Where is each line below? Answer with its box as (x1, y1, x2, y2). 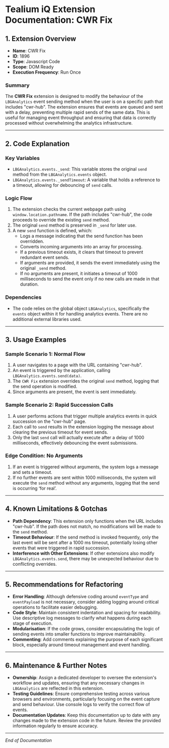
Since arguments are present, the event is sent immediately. (12, 389, 137, 395)
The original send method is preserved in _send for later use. (12, 222, 137, 228)
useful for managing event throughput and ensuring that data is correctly (5, 115, 156, 121)
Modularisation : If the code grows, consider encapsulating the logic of (12, 626, 160, 632)
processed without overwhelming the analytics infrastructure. (5, 120, 133, 126)
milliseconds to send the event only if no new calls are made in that (20, 276, 159, 282)
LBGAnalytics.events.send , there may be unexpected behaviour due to (12, 555, 159, 561)
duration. (20, 281, 39, 287)
